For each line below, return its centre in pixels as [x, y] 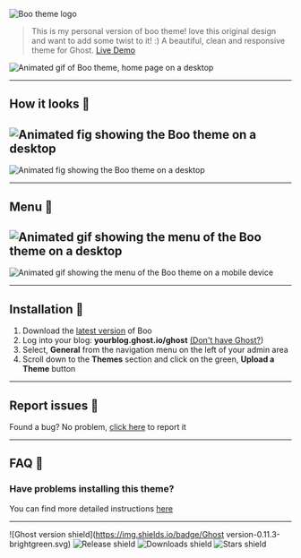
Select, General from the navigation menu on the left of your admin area [155, 350]
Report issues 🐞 [54, 405]
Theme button [49, 369]
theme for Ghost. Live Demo [83, 50]
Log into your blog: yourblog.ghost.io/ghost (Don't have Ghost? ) [143, 340]
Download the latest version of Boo [87, 331]
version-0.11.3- [253, 534]
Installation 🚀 [47, 309]
